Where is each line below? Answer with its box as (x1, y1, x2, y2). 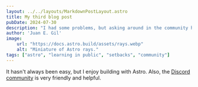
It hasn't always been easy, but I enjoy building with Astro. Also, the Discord (6, 68, 190, 75)
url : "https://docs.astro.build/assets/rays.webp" (16, 41, 144, 47)
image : (6, 36, 22, 41)
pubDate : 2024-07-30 (6, 19, 57, 25)
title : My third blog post (6, 14, 72, 20)
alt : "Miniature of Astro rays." (16, 47, 99, 53)
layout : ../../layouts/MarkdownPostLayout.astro (6, 8, 128, 15)
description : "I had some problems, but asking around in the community (6, 25, 189, 31)
